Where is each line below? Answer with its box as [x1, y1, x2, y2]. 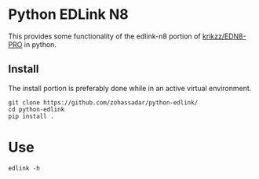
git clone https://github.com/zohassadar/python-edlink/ [8, 98, 199, 107]
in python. [24, 39, 57, 49]
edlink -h [8, 164, 41, 172]
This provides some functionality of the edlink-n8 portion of [8, 31, 202, 41]
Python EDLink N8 [8, 5, 129, 24]
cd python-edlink [8, 105, 65, 113]
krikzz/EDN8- [202, 31, 246, 41]
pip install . [8, 112, 55, 120]
